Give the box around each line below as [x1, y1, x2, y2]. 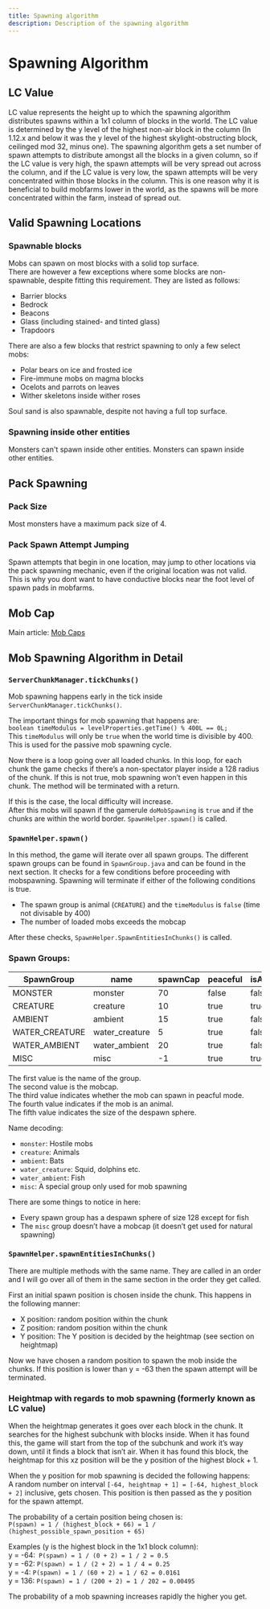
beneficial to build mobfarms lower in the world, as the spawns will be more [8, 184, 259, 194]
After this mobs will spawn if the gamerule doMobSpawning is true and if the [8, 805, 254, 815]
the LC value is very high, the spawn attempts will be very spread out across [8, 159, 261, 168]
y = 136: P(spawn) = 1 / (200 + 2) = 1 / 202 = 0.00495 [8, 1576, 195, 1586]
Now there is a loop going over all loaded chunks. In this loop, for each [8, 755, 243, 765]
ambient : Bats [19, 1156, 64, 1165]
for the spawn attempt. [8, 1496, 84, 1506]
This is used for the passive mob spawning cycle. [8, 740, 172, 749]
